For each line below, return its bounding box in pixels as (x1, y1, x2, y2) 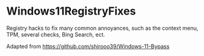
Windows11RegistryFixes (6, 4, 136, 18)
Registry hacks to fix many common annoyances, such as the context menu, (6, 24, 199, 32)
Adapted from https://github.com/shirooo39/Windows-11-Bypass (6, 43, 170, 50)
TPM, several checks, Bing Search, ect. (6, 30, 106, 38)
